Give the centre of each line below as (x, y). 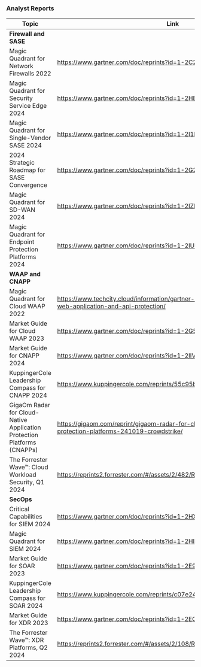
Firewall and (27, 34)
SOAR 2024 (26, 606)
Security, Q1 (27, 482)
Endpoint (22, 242)
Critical (19, 509)
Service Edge (28, 106)
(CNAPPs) (24, 450)
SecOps (21, 499)
